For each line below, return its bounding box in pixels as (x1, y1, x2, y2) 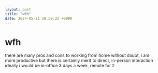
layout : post (5, 7, 31, 12)
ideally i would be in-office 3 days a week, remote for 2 (5, 63, 115, 69)
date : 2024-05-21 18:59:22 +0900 (5, 16, 72, 21)
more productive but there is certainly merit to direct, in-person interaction (5, 58, 154, 63)
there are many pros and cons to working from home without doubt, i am (5, 52, 150, 58)
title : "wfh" (5, 12, 31, 16)
